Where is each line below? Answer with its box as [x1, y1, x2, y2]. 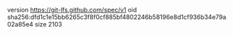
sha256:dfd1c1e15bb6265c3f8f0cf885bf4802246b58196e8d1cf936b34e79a [7, 13, 227, 21]
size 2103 [34, 20, 63, 28]
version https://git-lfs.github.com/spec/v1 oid [7, 6, 137, 14]
